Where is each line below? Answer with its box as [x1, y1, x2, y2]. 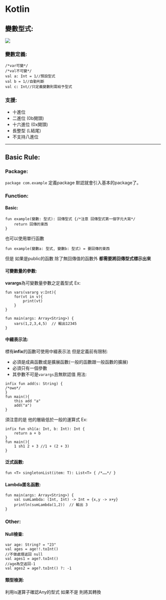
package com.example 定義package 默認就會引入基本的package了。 [5, 180, 141, 186]
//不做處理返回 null [5, 552, 43, 557]
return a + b [14, 431, 41, 436]
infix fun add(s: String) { [5, 381, 63, 386]
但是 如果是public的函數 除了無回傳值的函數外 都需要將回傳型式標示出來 [5, 256, 152, 262]
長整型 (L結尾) [12, 127, 41, 133]
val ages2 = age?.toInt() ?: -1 [5, 566, 72, 571]
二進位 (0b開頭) [12, 115, 44, 121]
